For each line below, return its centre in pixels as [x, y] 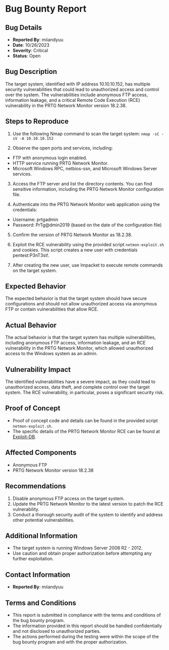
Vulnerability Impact [38, 370]
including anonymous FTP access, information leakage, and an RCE [75, 343]
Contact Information [38, 575]
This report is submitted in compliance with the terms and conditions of [87, 615]
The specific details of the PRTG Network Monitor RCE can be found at [86, 431]
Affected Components [41, 453]
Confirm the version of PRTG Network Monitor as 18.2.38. [72, 235]
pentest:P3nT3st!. [31, 255]
